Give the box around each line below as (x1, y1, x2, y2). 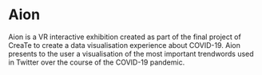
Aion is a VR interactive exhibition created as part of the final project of (8, 32, 241, 41)
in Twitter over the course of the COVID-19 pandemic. (8, 57, 185, 67)
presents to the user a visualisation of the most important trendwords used (8, 49, 254, 58)
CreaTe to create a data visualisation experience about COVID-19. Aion (8, 40, 241, 49)
